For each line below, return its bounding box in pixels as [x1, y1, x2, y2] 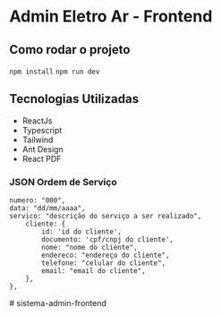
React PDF [21, 153, 62, 164]
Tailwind [21, 134, 54, 145]
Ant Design [21, 143, 64, 154]
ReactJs [21, 115, 53, 126]
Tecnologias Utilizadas [9, 91, 140, 107]
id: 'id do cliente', [41, 227, 123, 236]
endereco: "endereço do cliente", [41, 251, 170, 260]
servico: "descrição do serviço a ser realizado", [9, 212, 202, 221]
